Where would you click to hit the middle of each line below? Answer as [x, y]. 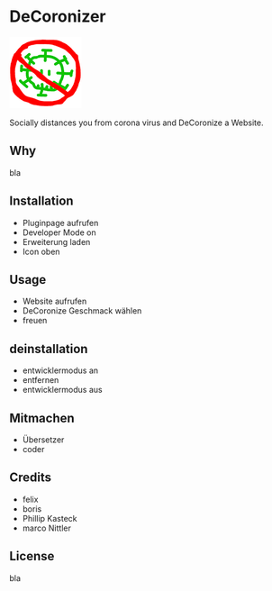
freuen [35, 321]
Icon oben [41, 251]
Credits [31, 478]
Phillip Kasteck [50, 518]
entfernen [41, 380]
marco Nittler [47, 528]
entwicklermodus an [60, 370]
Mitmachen [42, 418]
